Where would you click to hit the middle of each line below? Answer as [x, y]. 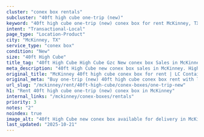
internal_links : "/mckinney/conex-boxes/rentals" [70, 96]
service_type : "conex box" [40, 46]
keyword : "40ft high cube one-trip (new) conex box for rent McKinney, [99, 23]
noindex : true [24, 113]
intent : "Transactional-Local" [46, 29]
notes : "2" [20, 108]
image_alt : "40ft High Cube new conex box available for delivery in [96, 119]
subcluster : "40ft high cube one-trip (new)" [65, 18]
